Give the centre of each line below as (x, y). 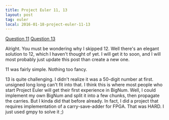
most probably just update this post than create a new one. (67, 60)
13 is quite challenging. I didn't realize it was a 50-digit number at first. (79, 79)
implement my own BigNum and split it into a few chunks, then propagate (82, 95)
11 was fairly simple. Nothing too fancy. (46, 69)
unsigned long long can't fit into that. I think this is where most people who (84, 85)
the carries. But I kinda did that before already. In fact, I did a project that (82, 101)
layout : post (19, 15)
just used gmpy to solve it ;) (35, 112)
